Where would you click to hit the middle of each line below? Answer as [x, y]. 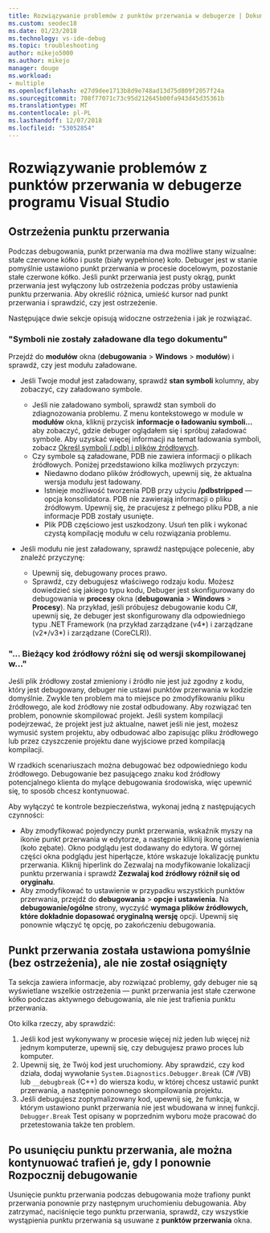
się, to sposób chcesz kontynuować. [69, 791]
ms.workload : [30, 76]
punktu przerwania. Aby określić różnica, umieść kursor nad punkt [118, 294]
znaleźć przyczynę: [52, 557]
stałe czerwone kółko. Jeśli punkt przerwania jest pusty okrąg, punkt [122, 277]
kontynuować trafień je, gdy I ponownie [110, 1163]
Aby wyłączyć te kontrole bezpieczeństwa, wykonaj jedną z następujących [132, 807]
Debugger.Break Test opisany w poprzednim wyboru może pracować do [138, 1116]
